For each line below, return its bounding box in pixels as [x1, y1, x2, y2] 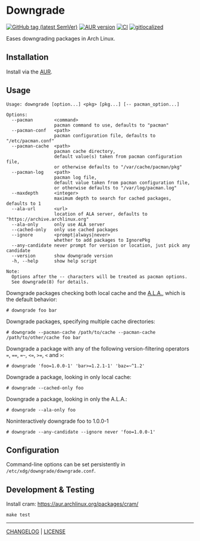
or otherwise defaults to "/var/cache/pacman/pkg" [54, 164, 183, 170]
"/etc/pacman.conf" [6, 138, 55, 144]
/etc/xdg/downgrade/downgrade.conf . [6, 467, 96, 475]
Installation [6, 52, 49, 63]
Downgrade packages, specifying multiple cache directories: [6, 318, 156, 325]
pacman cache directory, [54, 148, 116, 154]
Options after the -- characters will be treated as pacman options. [11, 273, 187, 279]
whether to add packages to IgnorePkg [54, 237, 151, 243]
